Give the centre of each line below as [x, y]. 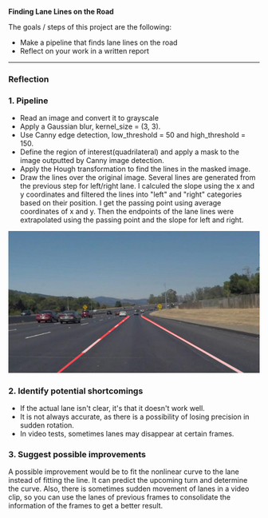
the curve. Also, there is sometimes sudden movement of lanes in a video [129, 489]
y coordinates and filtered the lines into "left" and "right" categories [131, 194]
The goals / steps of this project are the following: [90, 27]
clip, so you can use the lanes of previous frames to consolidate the [120, 497]
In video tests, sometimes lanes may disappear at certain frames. [127, 434]
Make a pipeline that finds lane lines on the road [99, 42]
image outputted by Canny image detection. [92, 161]
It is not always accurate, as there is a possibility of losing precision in [134, 417]
